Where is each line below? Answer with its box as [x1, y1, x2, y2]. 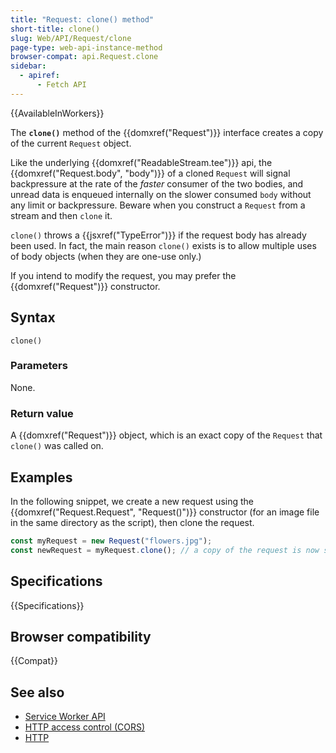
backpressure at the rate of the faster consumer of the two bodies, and [10, 177, 304, 190]
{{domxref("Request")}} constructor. [10, 280, 161, 292]
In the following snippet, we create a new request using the [10, 495, 254, 507]
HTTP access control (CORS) [24, 721, 146, 733]
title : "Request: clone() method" [10, 14, 155, 25]
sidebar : [10, 61, 47, 71]
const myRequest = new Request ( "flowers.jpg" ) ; [10, 536, 213, 546]
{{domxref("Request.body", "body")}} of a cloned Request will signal [10, 167, 291, 179]
